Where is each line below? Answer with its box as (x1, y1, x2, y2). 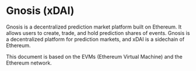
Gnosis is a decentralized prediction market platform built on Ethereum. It (6, 23, 182, 30)
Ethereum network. (6, 59, 52, 66)
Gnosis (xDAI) (6, 4, 75, 17)
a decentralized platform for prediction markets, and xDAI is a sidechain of (6, 35, 185, 42)
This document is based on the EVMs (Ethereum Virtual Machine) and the (6, 53, 183, 60)
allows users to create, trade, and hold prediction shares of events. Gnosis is (6, 29, 190, 36)
